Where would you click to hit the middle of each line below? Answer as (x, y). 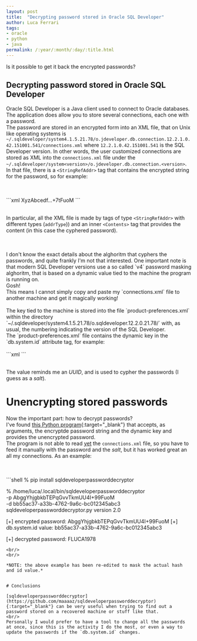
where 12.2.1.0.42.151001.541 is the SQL (134, 145)
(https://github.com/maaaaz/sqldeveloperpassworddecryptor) (81, 601)
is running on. (23, 279)
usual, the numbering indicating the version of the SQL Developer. (86, 329)
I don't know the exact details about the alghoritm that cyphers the (87, 254)
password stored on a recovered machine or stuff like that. (83, 612)
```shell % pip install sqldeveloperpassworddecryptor (70, 480)
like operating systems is (36, 134)
